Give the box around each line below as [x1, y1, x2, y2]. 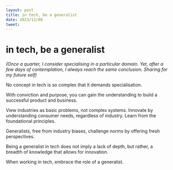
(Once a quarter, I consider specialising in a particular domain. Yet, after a [6, 61, 164, 67]
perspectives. [6, 134, 35, 140]
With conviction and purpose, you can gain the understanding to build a [6, 92, 158, 98]
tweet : [6, 22, 20, 27]
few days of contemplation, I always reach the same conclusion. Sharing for [6, 66, 168, 72]
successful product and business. [6, 97, 78, 103]
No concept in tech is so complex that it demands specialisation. [6, 82, 142, 88]
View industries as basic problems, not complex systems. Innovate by [6, 107, 153, 114]
